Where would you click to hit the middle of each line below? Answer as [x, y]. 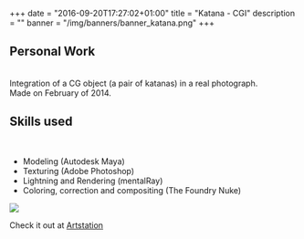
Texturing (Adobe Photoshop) [79, 171]
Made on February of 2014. [61, 93]
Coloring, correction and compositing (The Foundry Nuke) [132, 190]
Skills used [41, 122]
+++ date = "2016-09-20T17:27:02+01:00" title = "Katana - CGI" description [152, 13]
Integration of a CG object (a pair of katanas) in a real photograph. [134, 83]
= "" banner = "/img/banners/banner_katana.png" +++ [112, 23]
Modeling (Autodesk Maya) [73, 161]
